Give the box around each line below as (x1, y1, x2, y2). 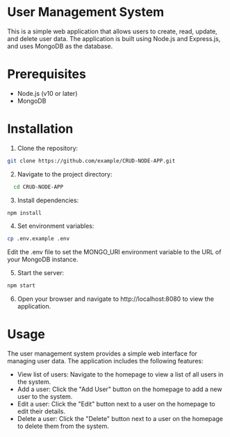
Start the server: (17, 269, 65, 277)
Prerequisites (7, 67, 87, 82)
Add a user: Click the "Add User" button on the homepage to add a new (17, 385, 222, 393)
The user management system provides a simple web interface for (7, 349, 198, 358)
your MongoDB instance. (7, 255, 79, 264)
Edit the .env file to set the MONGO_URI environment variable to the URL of (7, 248, 222, 256)
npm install (7, 209, 42, 216)
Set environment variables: (17, 222, 95, 230)
